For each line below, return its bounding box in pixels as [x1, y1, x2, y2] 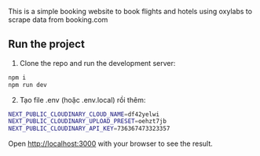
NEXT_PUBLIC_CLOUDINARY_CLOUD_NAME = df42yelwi [8, 110, 159, 118]
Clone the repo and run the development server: [19, 58, 176, 67]
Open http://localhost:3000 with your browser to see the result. [8, 139, 214, 148]
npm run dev [8, 81, 47, 89]
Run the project [8, 38, 85, 51]
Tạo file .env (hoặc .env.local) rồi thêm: [19, 95, 146, 104]
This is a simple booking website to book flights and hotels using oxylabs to [8, 7, 253, 16]
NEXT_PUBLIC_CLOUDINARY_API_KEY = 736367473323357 [8, 125, 170, 132]
